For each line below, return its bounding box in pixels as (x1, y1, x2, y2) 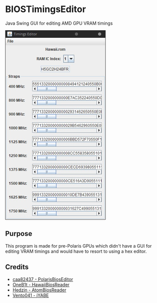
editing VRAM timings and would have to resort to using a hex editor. (5, 248, 147, 254)
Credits (5, 263, 29, 271)
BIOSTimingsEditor (5, 4, 86, 15)
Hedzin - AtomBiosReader (12, 287, 67, 293)
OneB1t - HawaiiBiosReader (12, 281, 70, 287)
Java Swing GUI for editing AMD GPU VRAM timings (5, 20, 113, 26)
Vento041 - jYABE (12, 292, 49, 298)
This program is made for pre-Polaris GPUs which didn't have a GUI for (5, 243, 152, 249)
